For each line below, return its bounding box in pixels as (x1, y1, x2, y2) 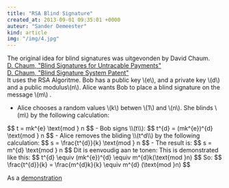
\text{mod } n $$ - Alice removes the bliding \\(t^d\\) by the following (7, 131, 200, 140)
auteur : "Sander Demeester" (7, 23, 87, 29)
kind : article (7, 29, 48, 36)
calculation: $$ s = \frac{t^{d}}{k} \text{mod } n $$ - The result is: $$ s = (7, 139, 213, 147)
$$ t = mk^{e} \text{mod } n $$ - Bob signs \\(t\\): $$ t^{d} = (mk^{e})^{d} (7, 124, 213, 133)
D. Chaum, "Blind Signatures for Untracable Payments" (7, 62, 162, 70)
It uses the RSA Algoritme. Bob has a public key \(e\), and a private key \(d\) (7, 76, 220, 84)
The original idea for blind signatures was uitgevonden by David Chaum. (7, 54, 211, 62)
